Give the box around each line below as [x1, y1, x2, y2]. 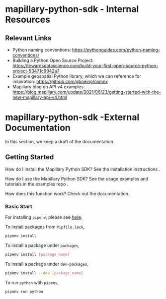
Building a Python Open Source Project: [12, 58, 94, 63]
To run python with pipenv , [5, 279, 59, 286]
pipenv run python [5, 289, 43, 294]
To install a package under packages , [5, 242, 80, 248]
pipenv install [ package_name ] [5, 252, 70, 257]
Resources [5, 14, 51, 25]
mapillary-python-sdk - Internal [5, 3, 139, 15]
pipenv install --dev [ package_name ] [5, 270, 83, 276]
